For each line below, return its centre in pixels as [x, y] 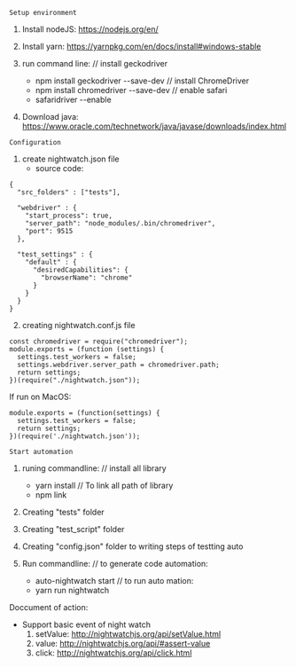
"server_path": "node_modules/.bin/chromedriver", [121, 224]
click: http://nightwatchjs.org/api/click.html [113, 653]
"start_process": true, [69, 216]
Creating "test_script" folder [73, 529]
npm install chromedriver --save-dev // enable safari [131, 90]
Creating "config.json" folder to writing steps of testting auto [132, 546]
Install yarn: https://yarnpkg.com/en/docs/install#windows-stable [141, 46]
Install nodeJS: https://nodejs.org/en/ [90, 29]
